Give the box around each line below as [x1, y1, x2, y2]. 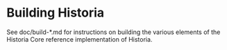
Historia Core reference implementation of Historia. [6, 35, 153, 43]
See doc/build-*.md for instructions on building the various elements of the [6, 28, 221, 36]
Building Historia [6, 5, 105, 21]
